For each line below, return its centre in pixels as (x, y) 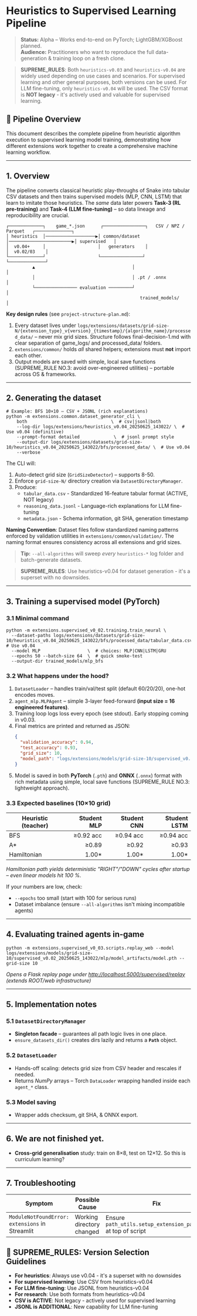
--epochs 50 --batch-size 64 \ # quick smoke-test (77, 656)
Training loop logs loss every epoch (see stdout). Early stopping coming (101, 714)
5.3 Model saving (31, 1102)
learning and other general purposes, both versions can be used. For (103, 82)
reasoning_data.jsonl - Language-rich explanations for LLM (96, 506)
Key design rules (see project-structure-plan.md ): (68, 314)
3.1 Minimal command (38, 618)
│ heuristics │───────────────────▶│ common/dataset (73, 236)
